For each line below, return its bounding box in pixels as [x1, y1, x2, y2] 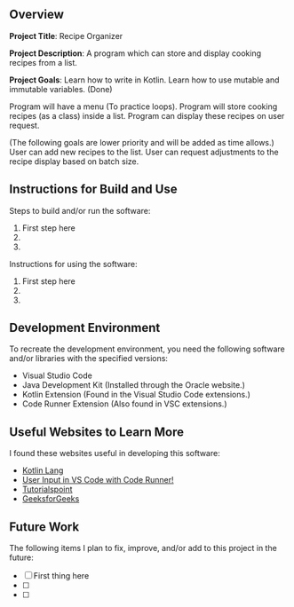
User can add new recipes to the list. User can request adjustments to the [9, 146, 279, 157]
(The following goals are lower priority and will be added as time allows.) [9, 137, 275, 147]
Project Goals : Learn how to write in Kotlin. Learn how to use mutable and [9, 75, 280, 85]
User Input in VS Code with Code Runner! [21, 475, 175, 485]
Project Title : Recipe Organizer [9, 30, 123, 41]
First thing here [33, 571, 90, 581]
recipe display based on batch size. [9, 155, 139, 167]
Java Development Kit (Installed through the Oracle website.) [21, 380, 246, 390]
